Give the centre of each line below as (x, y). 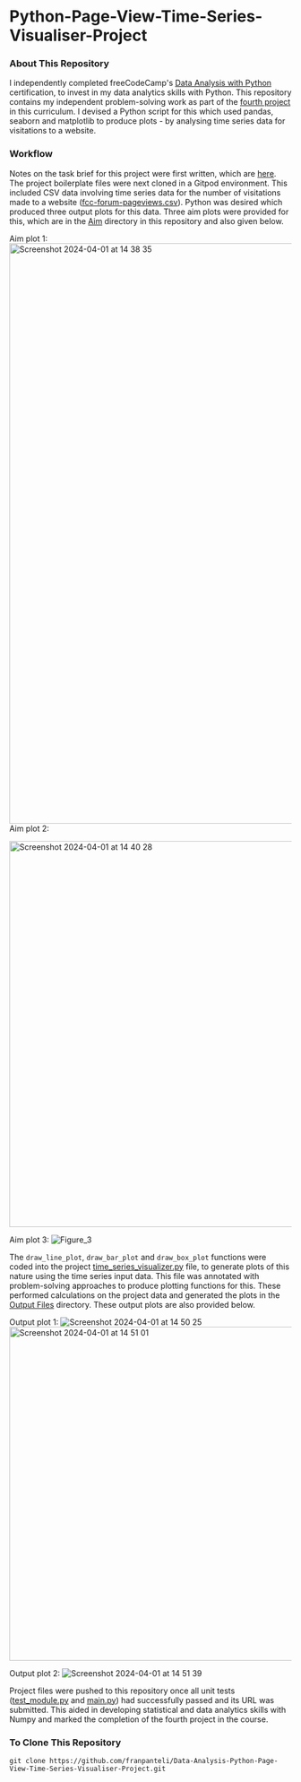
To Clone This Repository (65, 1743)
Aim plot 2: (29, 828)
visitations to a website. (53, 131)
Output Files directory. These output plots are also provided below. (132, 1304)
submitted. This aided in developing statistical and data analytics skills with (148, 1709)
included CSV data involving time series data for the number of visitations (145, 192)
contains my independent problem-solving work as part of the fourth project (150, 102)
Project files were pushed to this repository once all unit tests (122, 1691)
